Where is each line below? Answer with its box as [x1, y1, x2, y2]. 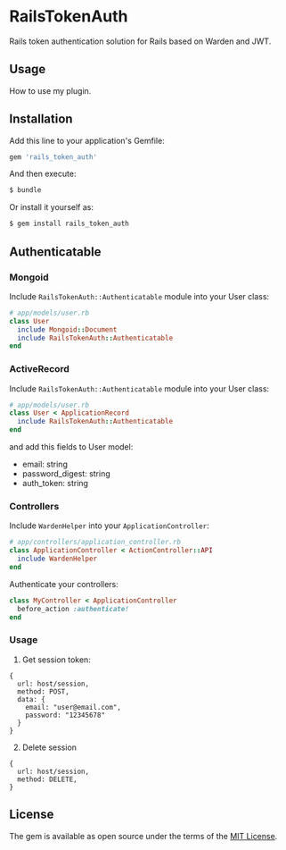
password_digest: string [21, 468, 111, 479]
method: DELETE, [17, 775, 78, 784]
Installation [9, 112, 73, 127]
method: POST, [17, 686, 69, 696]
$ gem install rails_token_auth [9, 219, 129, 229]
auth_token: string [21, 478, 89, 489]
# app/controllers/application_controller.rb [9, 538, 181, 547]
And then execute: [9, 168, 77, 180]
